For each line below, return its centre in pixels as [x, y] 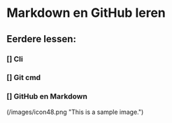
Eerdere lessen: [41, 39]
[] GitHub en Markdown [47, 96]
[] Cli [15, 59]
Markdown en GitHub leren [86, 13]
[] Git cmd [24, 77]
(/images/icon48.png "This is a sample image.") [75, 112]
